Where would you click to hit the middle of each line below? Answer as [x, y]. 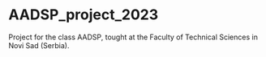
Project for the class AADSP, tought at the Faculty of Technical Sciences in [133, 37]
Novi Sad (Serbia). [39, 45]
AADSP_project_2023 [84, 15]
